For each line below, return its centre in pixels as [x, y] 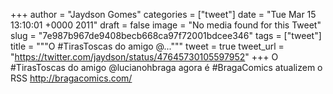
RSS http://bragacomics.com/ [71, 78]
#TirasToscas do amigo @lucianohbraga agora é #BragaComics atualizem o [166, 67]
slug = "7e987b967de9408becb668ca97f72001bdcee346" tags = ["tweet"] [166, 35]
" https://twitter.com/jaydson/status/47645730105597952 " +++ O [144, 57]
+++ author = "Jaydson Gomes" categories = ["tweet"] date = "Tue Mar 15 [163, 14]
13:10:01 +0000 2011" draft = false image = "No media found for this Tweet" [166, 25]
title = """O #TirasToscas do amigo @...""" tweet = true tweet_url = [147, 46]
